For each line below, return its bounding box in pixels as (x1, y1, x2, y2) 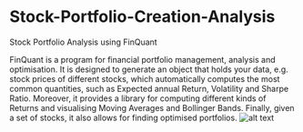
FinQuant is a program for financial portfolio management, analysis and (9, 54, 276, 65)
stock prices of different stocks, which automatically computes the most (9, 73, 280, 84)
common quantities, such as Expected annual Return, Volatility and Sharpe (9, 83, 289, 94)
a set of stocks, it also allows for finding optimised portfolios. (9, 112, 238, 123)
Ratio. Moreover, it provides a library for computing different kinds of (9, 93, 267, 104)
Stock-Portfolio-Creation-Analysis (9, 6, 276, 27)
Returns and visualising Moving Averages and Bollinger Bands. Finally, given (9, 102, 295, 113)
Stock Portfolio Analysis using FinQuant (9, 36, 157, 47)
